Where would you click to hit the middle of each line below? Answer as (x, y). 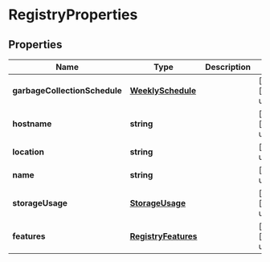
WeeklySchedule (163, 90)
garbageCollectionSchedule (67, 90)
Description (228, 67)
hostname (32, 124)
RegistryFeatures (164, 236)
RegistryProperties (73, 15)
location (28, 152)
